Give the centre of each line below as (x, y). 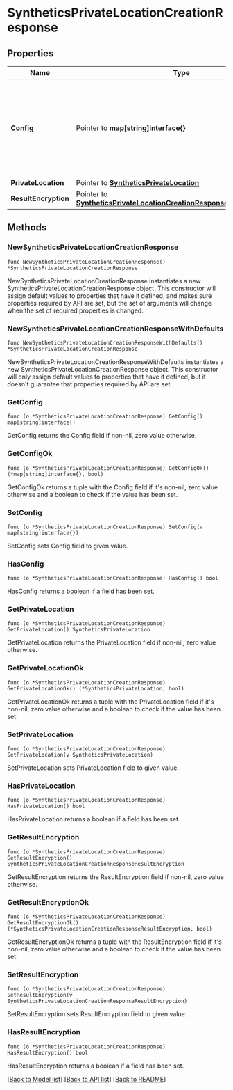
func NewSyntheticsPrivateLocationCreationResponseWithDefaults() (105, 342)
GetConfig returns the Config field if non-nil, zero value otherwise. (102, 436)
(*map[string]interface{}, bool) (55, 474)
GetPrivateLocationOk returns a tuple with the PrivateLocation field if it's (111, 702)
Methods (27, 228)
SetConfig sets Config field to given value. (68, 546)
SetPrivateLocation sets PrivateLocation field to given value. (93, 768)
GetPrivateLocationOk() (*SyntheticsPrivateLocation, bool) (96, 688)
